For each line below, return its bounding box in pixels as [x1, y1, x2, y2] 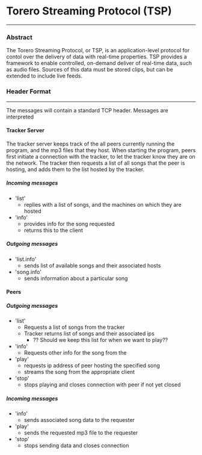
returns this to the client [23, 227, 83, 234]
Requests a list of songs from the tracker [23, 323, 125, 331]
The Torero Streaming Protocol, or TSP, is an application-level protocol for [6, 47, 190, 54]
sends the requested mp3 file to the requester [23, 429, 138, 436]
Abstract [6, 33, 33, 41]
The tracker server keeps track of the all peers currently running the [6, 140, 175, 147]
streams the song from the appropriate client [23, 368, 135, 376]
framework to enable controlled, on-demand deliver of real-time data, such [6, 60, 192, 67]
